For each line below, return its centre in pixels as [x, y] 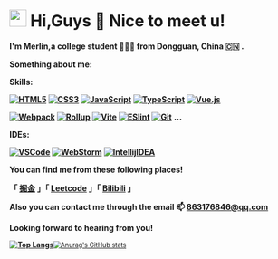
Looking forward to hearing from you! [81, 227]
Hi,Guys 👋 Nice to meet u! [128, 21]
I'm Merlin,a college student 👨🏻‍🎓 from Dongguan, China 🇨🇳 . [127, 46]
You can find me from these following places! [96, 169]
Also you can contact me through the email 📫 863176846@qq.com [139, 206]
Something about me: [51, 64]
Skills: [21, 82]
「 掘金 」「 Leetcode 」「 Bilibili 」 [72, 188]
